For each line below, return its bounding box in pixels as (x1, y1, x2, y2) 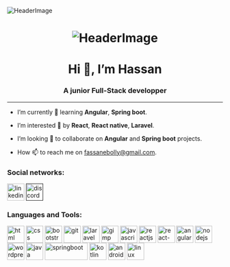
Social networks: (7, 167, 65, 177)
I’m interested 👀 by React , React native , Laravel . (16, 121, 155, 129)
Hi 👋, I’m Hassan (68, 61, 162, 77)
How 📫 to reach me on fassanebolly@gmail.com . (16, 147, 157, 156)
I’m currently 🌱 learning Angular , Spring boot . (16, 108, 147, 116)
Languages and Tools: (7, 210, 82, 219)
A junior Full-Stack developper (63, 86, 167, 96)
